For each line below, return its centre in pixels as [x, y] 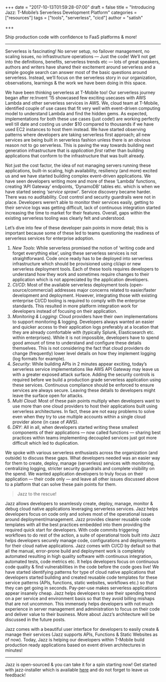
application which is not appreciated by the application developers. [81, 279]
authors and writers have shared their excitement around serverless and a [80, 67]
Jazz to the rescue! [37, 494]
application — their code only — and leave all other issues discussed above [82, 479]
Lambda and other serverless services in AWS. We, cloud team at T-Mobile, [82, 103]
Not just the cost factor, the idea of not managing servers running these [78, 165]
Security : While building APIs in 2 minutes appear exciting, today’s [80, 364]
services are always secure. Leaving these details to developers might [84, 390]
